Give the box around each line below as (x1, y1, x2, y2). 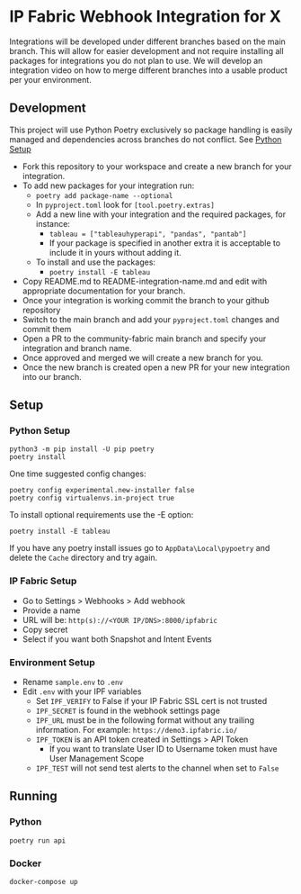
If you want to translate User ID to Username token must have (49, 744, 278, 754)
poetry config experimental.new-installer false (9, 486, 195, 495)
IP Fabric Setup (9, 574, 77, 587)
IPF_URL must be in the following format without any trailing (35, 715, 254, 726)
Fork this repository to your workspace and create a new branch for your (22, 160, 292, 172)
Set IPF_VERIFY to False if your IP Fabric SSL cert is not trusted (35, 696, 268, 707)
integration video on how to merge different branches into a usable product (9, 65, 288, 76)
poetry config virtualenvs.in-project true (9, 493, 175, 503)
